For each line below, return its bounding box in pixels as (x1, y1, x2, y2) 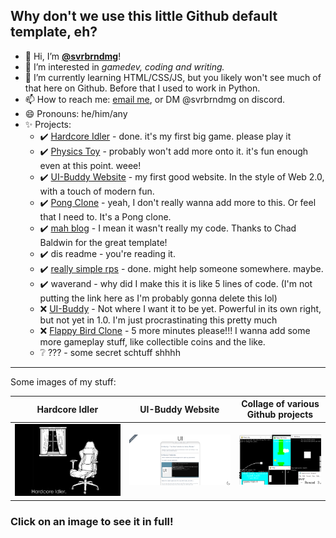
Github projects (246, 409, 314, 421)
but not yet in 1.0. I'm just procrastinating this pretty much (39, 314, 278, 326)
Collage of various (241, 398, 320, 410)
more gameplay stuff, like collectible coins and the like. (39, 335, 266, 348)
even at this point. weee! (39, 159, 142, 171)
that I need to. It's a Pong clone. (39, 210, 172, 223)
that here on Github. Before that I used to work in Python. (24, 82, 261, 94)
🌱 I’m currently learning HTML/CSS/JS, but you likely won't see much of (24, 71, 322, 83)
